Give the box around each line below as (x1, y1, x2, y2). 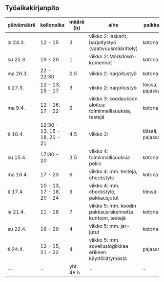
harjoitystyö (89, 39, 117, 46)
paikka (143, 22, 160, 28)
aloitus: (89, 101, 106, 108)
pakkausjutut (89, 194, 119, 201)
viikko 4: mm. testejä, (89, 168, 138, 175)
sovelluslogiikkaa (89, 242, 128, 249)
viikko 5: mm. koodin (89, 202, 137, 209)
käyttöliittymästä (89, 255, 127, 261)
